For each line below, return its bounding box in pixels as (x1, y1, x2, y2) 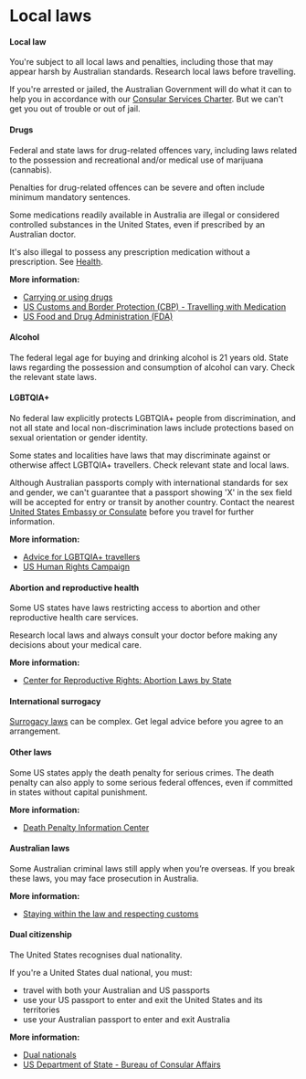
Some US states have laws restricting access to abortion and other (9, 602, 261, 613)
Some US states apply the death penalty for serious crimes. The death (9, 767, 275, 778)
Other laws (9, 746, 52, 757)
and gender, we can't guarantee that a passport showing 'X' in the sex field (9, 487, 292, 498)
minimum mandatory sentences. (9, 191, 131, 202)
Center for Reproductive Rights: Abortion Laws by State (22, 675, 232, 686)
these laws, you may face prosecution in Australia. (9, 873, 199, 883)
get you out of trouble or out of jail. (9, 103, 141, 114)
